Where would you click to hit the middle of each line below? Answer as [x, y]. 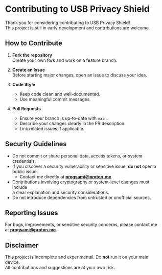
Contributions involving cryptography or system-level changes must [81, 182]
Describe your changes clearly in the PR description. [72, 123]
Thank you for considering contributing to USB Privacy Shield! [68, 23]
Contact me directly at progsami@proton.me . [66, 176]
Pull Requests [26, 108]
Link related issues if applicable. [52, 128]
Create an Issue [28, 70]
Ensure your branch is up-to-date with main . [64, 118]
